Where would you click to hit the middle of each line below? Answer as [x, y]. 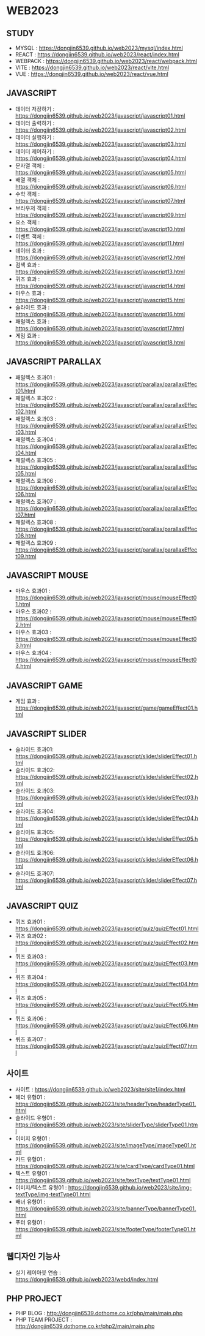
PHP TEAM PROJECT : [44, 1320]
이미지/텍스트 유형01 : [41, 1187]
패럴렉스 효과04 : [36, 439]
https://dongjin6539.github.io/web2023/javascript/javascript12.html [100, 257]
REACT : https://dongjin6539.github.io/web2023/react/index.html [97, 55]
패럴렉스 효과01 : [35, 377]
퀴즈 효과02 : [31, 936]
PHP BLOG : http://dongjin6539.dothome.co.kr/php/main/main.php [99, 1313]
